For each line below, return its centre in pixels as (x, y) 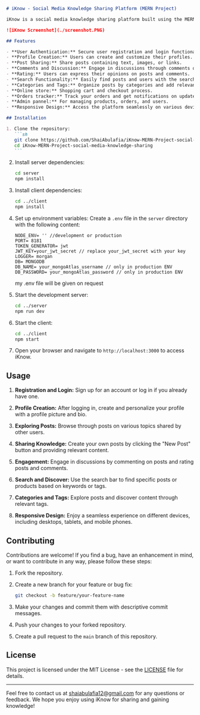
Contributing (30, 541)
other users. (29, 432)
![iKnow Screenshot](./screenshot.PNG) (56, 30)
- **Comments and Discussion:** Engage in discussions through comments (98, 69)
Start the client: (34, 323)
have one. (27, 397)
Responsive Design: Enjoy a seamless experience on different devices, (102, 515)
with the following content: (47, 225)
